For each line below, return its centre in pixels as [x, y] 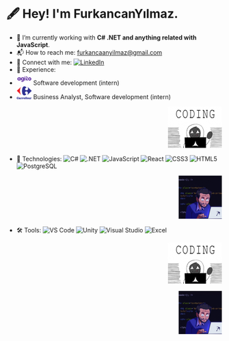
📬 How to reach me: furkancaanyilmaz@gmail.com [89, 52]
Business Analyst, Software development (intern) [102, 97]
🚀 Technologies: [39, 159]
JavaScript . [33, 44]
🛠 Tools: [29, 230]
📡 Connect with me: [44, 62]
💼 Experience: [36, 69]
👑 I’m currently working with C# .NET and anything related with [106, 37]
